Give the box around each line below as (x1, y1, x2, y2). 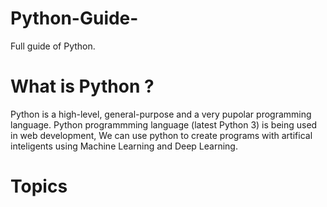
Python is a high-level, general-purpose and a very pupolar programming (10, 108, 312, 120)
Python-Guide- (10, 7, 139, 30)
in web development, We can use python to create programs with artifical (10, 129, 313, 141)
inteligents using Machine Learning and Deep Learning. (10, 140, 238, 152)
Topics (10, 175, 68, 198)
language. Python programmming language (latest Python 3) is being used (10, 118, 318, 131)
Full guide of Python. (10, 40, 96, 52)
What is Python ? (10, 75, 155, 98)
